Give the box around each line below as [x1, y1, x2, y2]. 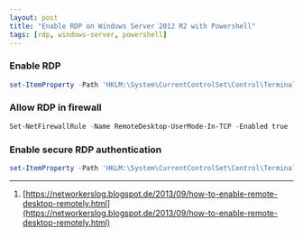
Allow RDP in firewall [9, 101, 102, 114]
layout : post [9, 13, 59, 23]
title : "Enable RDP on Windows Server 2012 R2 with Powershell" [9, 22, 256, 31]
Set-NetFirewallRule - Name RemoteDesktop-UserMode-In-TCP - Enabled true [9, 122, 289, 131]
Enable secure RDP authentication [9, 143, 162, 156]
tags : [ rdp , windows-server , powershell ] [9, 30, 168, 39]
